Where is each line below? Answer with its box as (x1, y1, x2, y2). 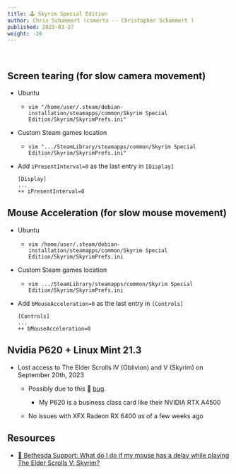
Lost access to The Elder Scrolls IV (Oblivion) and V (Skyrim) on (17, 363, 203, 372)
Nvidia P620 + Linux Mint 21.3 (7, 344, 142, 357)
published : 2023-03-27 (7, 23, 74, 30)
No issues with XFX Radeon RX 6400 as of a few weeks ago (28, 411, 203, 420)
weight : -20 (7, 30, 42, 37)
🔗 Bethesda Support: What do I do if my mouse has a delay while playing (17, 451, 230, 459)
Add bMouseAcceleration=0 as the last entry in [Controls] (17, 299, 184, 307)
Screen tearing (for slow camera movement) (7, 70, 206, 82)
